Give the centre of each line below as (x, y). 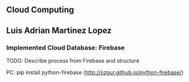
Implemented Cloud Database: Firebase (66, 48)
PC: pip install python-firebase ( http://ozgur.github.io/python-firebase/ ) (95, 72)
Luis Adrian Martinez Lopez (59, 30)
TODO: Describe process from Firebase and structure (73, 61)
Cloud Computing (40, 10)
